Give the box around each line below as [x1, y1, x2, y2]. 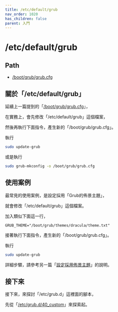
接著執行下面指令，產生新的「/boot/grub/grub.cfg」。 [5, 232, 112, 238]
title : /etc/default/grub [5, 7, 58, 12]
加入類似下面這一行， [5, 213, 48, 219]
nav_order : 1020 [5, 12, 38, 17]
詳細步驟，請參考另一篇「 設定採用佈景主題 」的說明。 [5, 262, 112, 267]
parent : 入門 [5, 21, 30, 26]
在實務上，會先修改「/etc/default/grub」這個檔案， [5, 114, 108, 120]
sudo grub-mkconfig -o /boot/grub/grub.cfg [5, 163, 95, 169]
